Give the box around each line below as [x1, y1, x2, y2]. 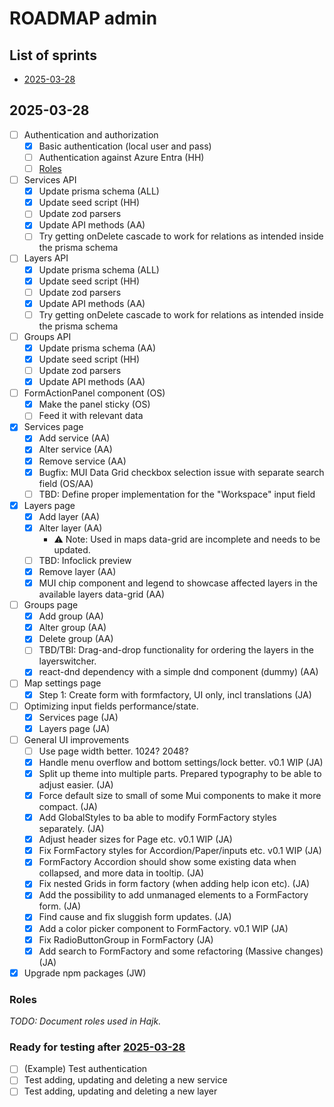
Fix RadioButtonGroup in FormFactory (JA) [38, 933, 214, 946]
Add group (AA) [38, 610, 104, 622]
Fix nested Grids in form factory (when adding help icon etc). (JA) [38, 878, 311, 890]
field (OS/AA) [38, 477, 94, 489]
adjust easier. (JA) [38, 779, 114, 791]
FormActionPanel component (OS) [23, 387, 166, 399]
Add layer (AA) [38, 510, 101, 522]
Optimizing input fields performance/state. [23, 700, 199, 712]
